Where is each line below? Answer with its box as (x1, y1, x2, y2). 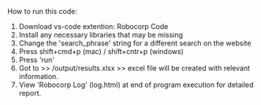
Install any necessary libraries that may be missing (18, 31, 183, 39)
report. (18, 89, 42, 97)
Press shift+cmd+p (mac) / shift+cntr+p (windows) (18, 47, 185, 56)
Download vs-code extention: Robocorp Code (18, 22, 169, 31)
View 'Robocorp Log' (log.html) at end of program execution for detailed (18, 80, 254, 89)
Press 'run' (18, 55, 54, 64)
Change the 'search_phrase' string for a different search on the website (18, 38, 252, 48)
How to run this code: (7, 7, 78, 16)
